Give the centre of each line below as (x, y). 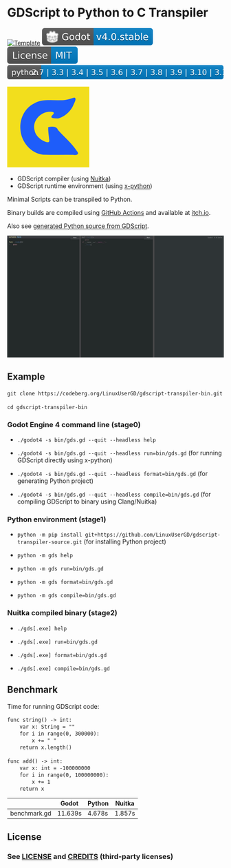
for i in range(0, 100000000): (64, 775)
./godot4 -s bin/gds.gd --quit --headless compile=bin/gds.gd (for (114, 495)
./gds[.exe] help (42, 628)
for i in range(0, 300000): (59, 734)
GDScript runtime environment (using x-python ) (85, 186)
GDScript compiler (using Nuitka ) (64, 178)
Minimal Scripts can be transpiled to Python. (70, 199)
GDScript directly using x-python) (65, 460)
